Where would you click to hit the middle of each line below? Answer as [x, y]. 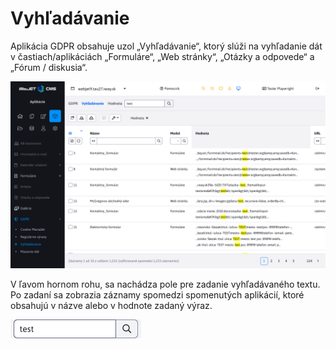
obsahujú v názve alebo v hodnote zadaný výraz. [111, 306]
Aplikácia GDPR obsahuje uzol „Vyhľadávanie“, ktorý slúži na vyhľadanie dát [166, 46]
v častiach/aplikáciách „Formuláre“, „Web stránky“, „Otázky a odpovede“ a [162, 56]
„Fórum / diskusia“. [49, 67]
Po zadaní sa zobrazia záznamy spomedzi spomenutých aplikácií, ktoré [157, 295]
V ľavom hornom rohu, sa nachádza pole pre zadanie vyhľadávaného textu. [165, 284]
